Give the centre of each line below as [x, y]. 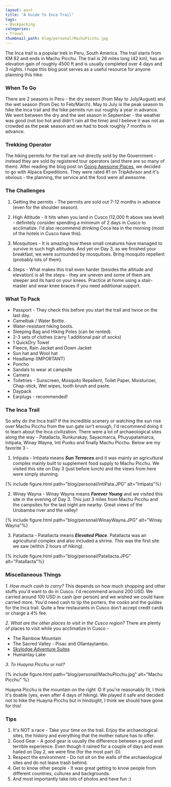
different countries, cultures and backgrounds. [61, 773]
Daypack [22, 391]
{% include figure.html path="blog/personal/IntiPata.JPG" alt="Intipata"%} [83, 484]
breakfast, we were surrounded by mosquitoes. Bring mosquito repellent [89, 254]
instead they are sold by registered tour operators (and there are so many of [85, 161]
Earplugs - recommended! [40, 397]
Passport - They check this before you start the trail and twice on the [85, 310]
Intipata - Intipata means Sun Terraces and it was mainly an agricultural [88, 458]
